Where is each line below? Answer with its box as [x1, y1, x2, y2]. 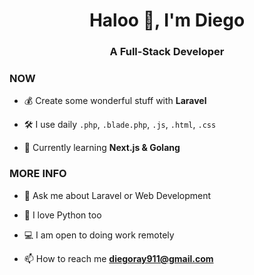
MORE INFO [9, 167, 67, 181]
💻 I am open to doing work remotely [23, 229, 175, 241]
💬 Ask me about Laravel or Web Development [23, 189, 212, 201]
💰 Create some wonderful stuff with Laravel [23, 95, 207, 107]
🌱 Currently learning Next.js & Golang [23, 142, 181, 154]
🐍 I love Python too [23, 209, 102, 221]
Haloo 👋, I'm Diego [88, 9, 246, 32]
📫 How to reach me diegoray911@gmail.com [23, 252, 214, 264]
